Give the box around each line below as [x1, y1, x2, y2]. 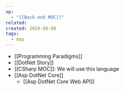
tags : [5, 31, 19, 37]
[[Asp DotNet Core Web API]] [23, 78, 95, 85]
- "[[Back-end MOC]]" [11, 14, 65, 20]
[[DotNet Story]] [14, 59, 54, 66]
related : [5, 20, 27, 26]
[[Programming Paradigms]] [14, 53, 83, 59]
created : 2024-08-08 [5, 25, 57, 32]
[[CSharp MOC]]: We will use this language [14, 65, 120, 72]
